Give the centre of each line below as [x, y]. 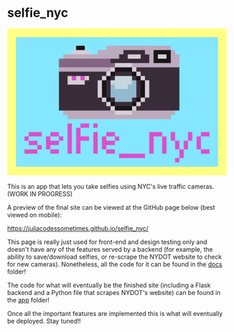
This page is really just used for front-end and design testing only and [107, 242]
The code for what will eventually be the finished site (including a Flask [109, 285]
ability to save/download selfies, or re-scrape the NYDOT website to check [115, 257]
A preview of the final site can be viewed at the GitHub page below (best [111, 207]
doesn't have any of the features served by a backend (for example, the [110, 249]
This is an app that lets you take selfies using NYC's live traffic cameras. [111, 186]
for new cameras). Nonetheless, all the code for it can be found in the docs [115, 264]
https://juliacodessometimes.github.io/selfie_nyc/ [78, 228]
